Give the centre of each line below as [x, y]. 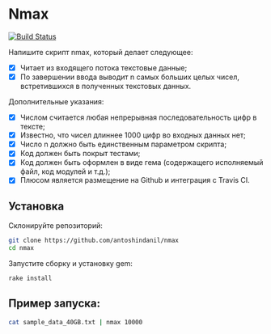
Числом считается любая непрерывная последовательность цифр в [138, 117]
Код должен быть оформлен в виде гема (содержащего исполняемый [142, 163]
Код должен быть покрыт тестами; [80, 154]
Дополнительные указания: [56, 102]
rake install [30, 278]
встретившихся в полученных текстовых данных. [106, 87]
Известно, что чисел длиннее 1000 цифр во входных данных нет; [133, 135]
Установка [36, 206]
